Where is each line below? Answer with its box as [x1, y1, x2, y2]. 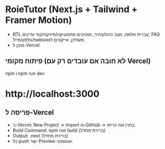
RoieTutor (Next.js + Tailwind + [5, 4, 138, 15]
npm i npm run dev [5, 70, 45, 76]
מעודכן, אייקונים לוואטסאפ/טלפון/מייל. [12, 37, 85, 43]
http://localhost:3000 [5, 88, 100, 100]
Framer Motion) [5, 14, 72, 26]
